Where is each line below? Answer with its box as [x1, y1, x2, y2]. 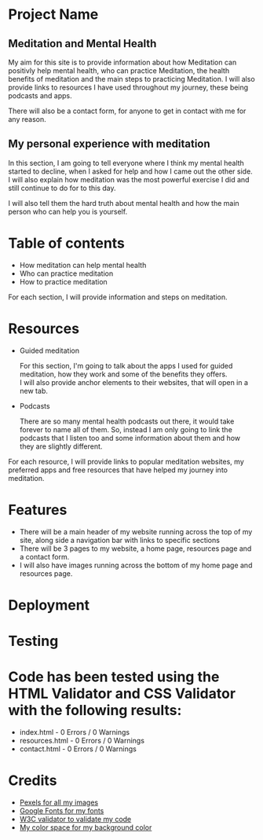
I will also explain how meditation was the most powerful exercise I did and [8, 174, 250, 184]
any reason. [8, 115, 47, 123]
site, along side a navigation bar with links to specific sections [19, 535, 220, 545]
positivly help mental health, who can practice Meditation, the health [8, 66, 230, 75]
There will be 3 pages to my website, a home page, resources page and [19, 544, 252, 553]
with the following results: [8, 702, 182, 720]
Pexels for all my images [19, 798, 99, 807]
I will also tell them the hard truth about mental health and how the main [8, 198, 239, 207]
